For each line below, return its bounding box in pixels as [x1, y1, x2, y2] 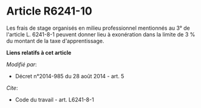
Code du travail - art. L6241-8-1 [15, 96, 94, 103]
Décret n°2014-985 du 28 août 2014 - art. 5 [15, 72, 124, 79]
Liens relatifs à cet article [6, 49, 72, 56]
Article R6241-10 [6, 4, 92, 18]
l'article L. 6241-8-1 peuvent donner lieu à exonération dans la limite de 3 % [6, 30, 196, 38]
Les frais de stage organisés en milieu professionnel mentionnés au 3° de [6, 24, 190, 32]
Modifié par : [6, 61, 38, 68]
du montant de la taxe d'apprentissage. [6, 37, 104, 44]
